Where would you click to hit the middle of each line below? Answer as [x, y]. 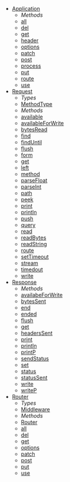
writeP [29, 390]
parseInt [31, 187]
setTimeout [35, 257]
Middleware [35, 409]
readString [34, 244]
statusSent [34, 378]
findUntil [31, 142]
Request [22, 91]
